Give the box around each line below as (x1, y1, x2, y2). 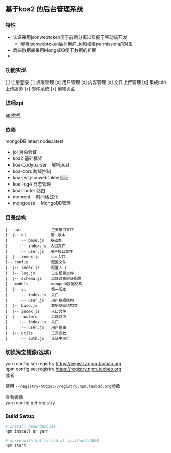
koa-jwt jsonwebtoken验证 (12, 174, 69, 180)
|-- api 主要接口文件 (5, 227, 74, 232)
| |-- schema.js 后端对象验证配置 (5, 276, 82, 281)
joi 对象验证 (12, 149, 37, 155)
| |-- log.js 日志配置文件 (5, 271, 74, 276)
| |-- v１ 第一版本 (5, 232, 66, 237)
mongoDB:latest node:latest (5, 138, 64, 145)
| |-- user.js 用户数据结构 (5, 298, 74, 303)
